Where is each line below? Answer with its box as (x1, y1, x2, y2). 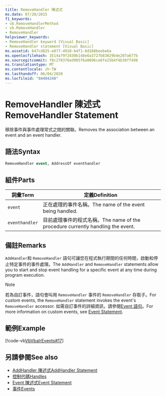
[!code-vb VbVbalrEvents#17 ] (5, 337, 64, 343)
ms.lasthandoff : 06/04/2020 (5, 72, 63, 76)
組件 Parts (5, 176, 35, 184)
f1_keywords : (5, 16, 32, 21)
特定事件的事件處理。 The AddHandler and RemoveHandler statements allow (9, 261, 159, 267)
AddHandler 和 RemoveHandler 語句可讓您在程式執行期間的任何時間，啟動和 (5, 255, 154, 261)
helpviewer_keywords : (5, 35, 50, 40)
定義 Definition (83, 192, 118, 199)
